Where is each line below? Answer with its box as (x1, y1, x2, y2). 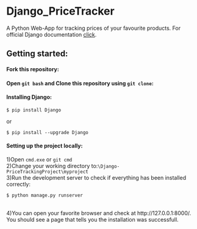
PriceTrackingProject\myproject (6, 169, 88, 175)
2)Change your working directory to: (6, 162, 98, 169)
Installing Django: (6, 93, 52, 101)
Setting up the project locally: (6, 142, 83, 150)
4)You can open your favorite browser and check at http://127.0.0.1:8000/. (6, 209, 192, 217)
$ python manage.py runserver (6, 192, 84, 199)
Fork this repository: (6, 65, 59, 72)
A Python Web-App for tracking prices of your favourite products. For (6, 24, 181, 32)
